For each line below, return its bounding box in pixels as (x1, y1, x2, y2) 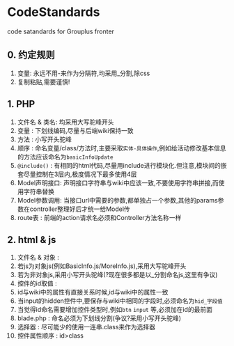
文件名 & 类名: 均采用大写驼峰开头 (17, 118, 114, 126)
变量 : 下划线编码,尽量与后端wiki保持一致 (17, 126, 134, 134)
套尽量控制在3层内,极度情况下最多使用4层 (17, 170, 137, 178)
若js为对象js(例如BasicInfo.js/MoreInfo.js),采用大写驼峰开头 (17, 262, 187, 270)
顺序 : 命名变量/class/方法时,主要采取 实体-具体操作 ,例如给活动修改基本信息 (17, 143, 226, 152)
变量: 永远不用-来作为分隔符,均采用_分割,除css (17, 69, 150, 77)
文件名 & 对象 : (17, 253, 59, 262)
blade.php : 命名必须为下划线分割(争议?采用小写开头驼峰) (17, 314, 182, 322)
